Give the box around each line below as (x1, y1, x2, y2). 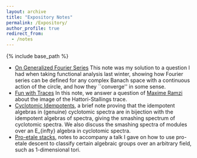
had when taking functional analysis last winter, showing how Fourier (14, 71, 184, 77)
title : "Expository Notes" (6, 14, 73, 20)
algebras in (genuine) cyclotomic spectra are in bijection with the (14, 108, 174, 115)
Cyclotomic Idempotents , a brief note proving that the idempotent (14, 102, 175, 109)
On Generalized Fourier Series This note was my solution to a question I (14, 64, 190, 71)
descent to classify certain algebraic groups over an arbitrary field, (28, 140, 192, 147)
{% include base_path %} (6, 53, 69, 59)
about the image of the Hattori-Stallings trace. (14, 96, 128, 103)
